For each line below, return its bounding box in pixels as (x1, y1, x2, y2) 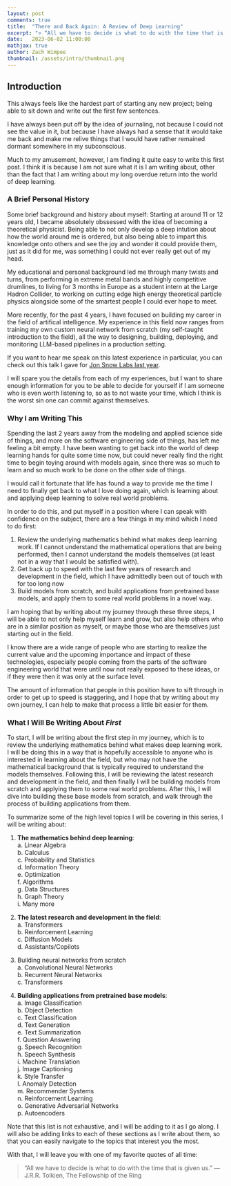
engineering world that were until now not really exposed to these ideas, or (7, 665, 220, 674)
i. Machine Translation (17, 1057, 81, 1066)
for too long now (17, 580, 64, 588)
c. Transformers (17, 978, 63, 986)
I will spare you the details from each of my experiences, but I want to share (7, 374, 223, 382)
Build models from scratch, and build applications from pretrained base (17, 587, 219, 595)
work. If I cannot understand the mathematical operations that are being (17, 543, 222, 551)
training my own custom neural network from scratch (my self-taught (7, 325, 203, 333)
